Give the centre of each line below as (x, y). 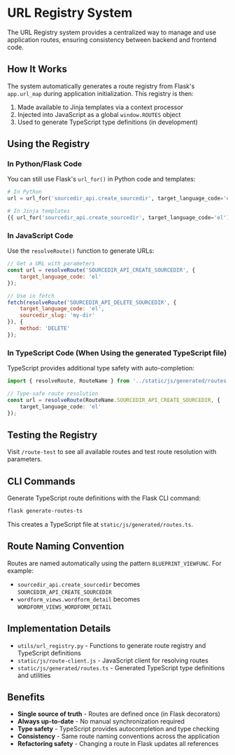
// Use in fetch (31, 296)
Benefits (26, 697)
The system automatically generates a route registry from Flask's (101, 86)
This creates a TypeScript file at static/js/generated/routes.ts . (100, 525)
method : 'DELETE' (45, 328)
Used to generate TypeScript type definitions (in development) (107, 122)
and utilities (34, 675)
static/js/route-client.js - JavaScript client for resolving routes (113, 660)
